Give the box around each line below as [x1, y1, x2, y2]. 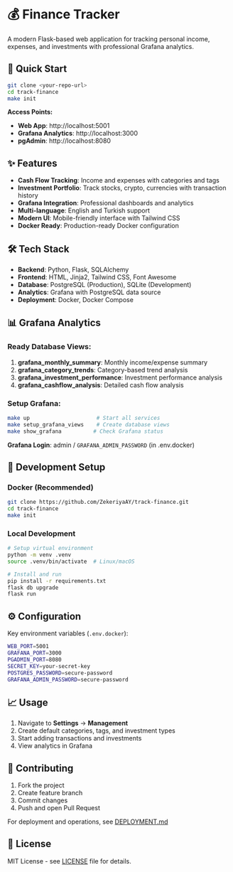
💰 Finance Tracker [7, 6, 120, 23]
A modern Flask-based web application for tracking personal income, [7, 34, 210, 43]
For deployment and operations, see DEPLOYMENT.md [7, 817, 168, 826]
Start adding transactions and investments [17, 734, 142, 743]
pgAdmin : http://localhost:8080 [17, 136, 112, 145]
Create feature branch [17, 789, 83, 797]
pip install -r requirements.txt [7, 577, 107, 584]
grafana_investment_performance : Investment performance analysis [17, 373, 222, 382]
